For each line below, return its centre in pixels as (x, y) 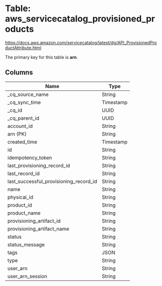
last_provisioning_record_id (39, 165)
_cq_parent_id (24, 118)
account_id (20, 126)
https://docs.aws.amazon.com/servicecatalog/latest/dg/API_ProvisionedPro (81, 42)
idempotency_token (30, 158)
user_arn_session (27, 276)
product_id (20, 205)
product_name (24, 213)
